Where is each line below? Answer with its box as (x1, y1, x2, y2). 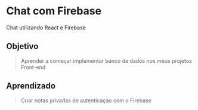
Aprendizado (6, 81, 55, 91)
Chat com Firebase (6, 4, 102, 18)
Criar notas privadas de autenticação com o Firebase (20, 97, 152, 104)
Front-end (20, 63, 46, 71)
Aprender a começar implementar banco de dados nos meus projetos (20, 57, 192, 64)
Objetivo (6, 41, 39, 51)
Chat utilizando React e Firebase (6, 24, 86, 31)
